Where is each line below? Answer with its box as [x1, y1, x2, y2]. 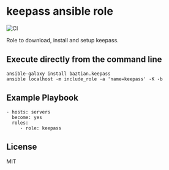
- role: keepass [20, 125, 62, 131]
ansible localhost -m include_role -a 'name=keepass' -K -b [6, 75, 163, 82]
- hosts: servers [6, 109, 51, 115]
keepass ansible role [6, 4, 113, 18]
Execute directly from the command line [6, 54, 162, 65]
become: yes [12, 114, 43, 120]
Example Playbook [6, 93, 78, 103]
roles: [12, 120, 29, 126]
